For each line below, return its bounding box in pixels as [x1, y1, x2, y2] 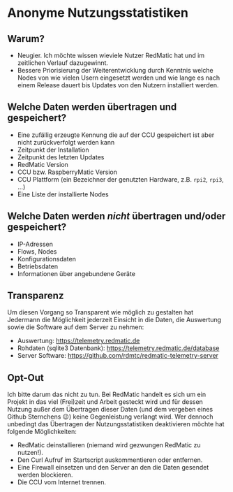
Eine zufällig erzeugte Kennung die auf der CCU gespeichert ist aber [17, 131, 215, 139]
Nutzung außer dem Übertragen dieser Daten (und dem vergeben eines [7, 405, 213, 414]
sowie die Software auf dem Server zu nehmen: [7, 323, 144, 331]
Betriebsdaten [17, 262, 58, 270]
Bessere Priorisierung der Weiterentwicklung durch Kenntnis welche [17, 66, 214, 74]
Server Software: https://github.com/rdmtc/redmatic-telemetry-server [17, 352, 218, 360]
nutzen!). [17, 449, 44, 457]
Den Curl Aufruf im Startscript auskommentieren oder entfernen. [17, 456, 203, 464]
